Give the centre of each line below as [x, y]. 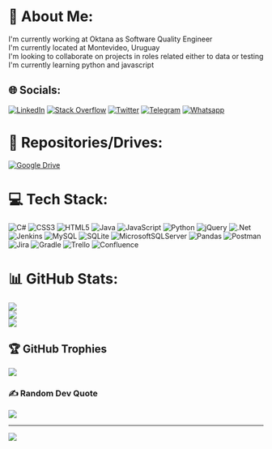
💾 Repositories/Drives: [86, 142]
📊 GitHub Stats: [64, 278]
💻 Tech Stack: [58, 199]
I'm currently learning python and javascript [81, 65]
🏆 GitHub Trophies [58, 349]
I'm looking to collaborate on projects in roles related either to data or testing [136, 56]
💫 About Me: [51, 17]
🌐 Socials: [35, 90]
